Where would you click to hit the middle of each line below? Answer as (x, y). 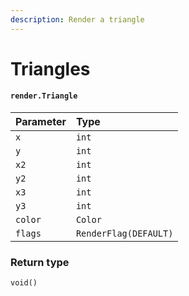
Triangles (50, 68)
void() (24, 283)
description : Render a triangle (77, 19)
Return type (40, 262)
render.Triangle (44, 96)
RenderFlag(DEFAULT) (124, 234)
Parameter (41, 122)
